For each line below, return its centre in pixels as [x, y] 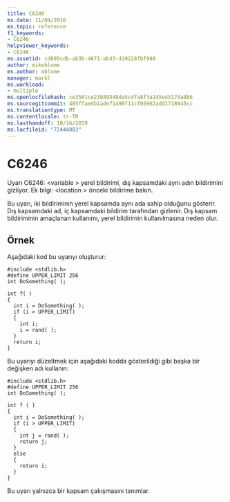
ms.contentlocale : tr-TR [43, 116]
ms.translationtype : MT [41, 110]
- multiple [23, 91]
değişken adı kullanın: [38, 368]
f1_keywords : [26, 33]
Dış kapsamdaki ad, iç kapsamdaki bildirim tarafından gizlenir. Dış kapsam [112, 211]
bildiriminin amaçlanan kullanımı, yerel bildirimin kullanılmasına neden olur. [113, 218]
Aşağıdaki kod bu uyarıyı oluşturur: [57, 257]
